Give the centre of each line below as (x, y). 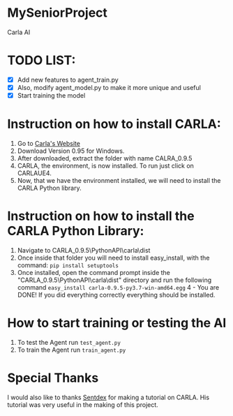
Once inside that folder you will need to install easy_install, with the (113, 258)
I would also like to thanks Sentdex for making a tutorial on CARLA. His (108, 397)
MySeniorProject (58, 13)
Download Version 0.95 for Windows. (71, 151)
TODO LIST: (42, 60)
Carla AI (19, 32)
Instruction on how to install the (101, 216)
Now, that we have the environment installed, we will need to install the (119, 180)
